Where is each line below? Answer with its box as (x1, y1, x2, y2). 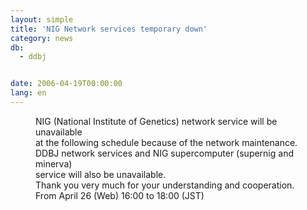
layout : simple (10, 14, 74, 25)
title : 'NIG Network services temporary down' (10, 24, 208, 34)
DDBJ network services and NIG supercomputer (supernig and (35, 147, 294, 159)
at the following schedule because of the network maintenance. (35, 136, 298, 148)
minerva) (35, 157, 73, 170)
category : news (10, 33, 74, 43)
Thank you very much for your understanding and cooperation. (35, 179, 295, 191)
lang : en (10, 88, 47, 98)
